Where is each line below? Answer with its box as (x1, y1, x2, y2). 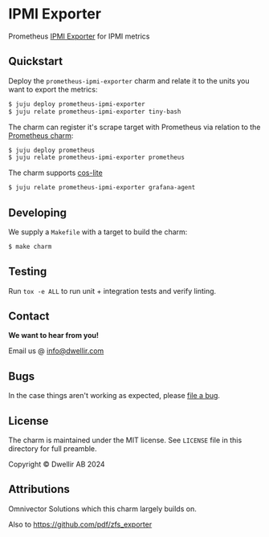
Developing (8, 205, 67, 219)
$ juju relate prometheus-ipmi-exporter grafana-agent (8, 184, 196, 192)
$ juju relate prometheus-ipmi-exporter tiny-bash (8, 108, 181, 116)
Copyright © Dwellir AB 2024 (8, 459, 106, 470)
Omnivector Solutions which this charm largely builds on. (8, 503, 197, 514)
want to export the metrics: (8, 84, 98, 94)
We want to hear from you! (8, 331, 99, 340)
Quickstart (8, 55, 63, 68)
